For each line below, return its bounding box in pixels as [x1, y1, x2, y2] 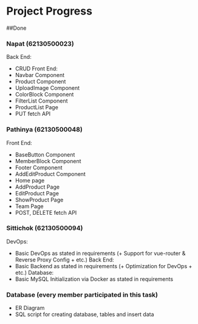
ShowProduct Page [15, 196, 64, 203]
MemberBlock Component [15, 157, 81, 164]
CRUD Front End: [15, 65, 58, 72]
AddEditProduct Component [15, 170, 86, 177]
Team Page [15, 202, 44, 210]
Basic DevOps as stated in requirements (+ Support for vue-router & [15, 249, 186, 257]
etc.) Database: [15, 269, 54, 276]
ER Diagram [15, 305, 45, 312]
